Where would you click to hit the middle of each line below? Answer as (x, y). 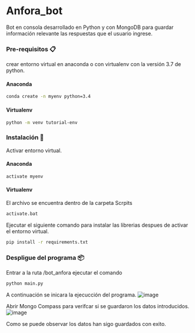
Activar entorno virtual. (34, 150)
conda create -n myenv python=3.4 (49, 97)
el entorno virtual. (27, 231)
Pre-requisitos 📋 (31, 49)
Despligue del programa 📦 (45, 257)
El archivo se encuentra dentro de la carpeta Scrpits (69, 203)
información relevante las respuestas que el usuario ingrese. (80, 33)
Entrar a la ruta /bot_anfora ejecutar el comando (64, 273)
